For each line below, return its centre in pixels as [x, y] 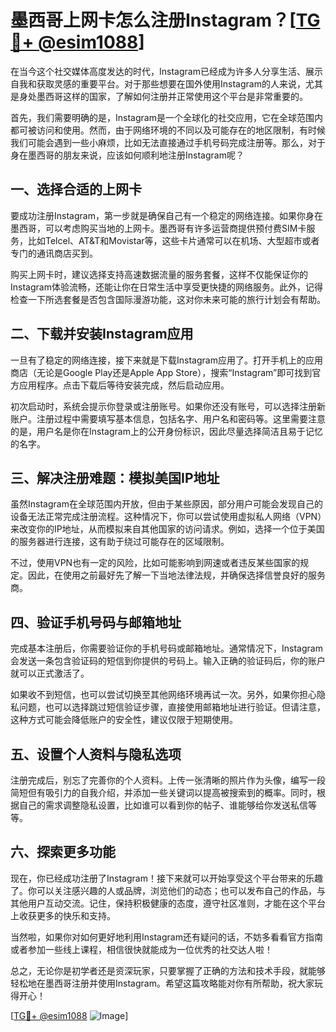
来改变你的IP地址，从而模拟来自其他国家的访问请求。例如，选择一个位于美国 [167, 529]
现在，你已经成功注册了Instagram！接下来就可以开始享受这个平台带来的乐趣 [166, 878]
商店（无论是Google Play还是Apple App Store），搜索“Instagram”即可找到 [161, 372]
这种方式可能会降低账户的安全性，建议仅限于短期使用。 [124, 720]
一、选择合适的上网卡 [76, 189]
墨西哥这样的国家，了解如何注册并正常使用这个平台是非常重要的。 [172, 96]
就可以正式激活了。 [50, 673]
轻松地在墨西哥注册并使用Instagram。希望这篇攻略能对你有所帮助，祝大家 [162, 983]
